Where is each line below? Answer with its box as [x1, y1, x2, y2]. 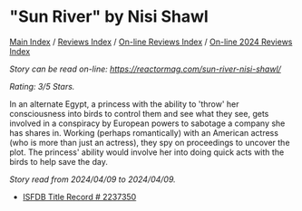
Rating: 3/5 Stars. [9, 81, 75, 91]
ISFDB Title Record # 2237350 [22, 191, 137, 202]
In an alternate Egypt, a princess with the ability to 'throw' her [9, 98, 239, 110]
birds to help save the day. [9, 156, 109, 167]
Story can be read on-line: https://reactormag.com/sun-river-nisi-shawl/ [9, 63, 281, 74]
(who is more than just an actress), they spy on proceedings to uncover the [9, 137, 290, 148]
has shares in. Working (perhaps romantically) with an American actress [9, 127, 279, 138]
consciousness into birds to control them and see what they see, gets [9, 108, 269, 119]
